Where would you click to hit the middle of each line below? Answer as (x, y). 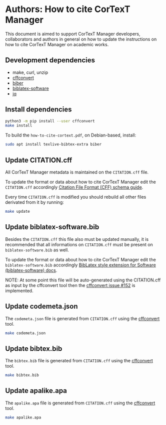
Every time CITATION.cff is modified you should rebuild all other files (76, 197)
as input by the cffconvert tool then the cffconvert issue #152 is (70, 285)
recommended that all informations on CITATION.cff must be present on (79, 244)
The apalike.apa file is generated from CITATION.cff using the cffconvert (80, 403)
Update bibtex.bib (34, 348)
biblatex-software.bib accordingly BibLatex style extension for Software (80, 265)
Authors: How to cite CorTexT (68, 9)
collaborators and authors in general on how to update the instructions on (81, 39)
